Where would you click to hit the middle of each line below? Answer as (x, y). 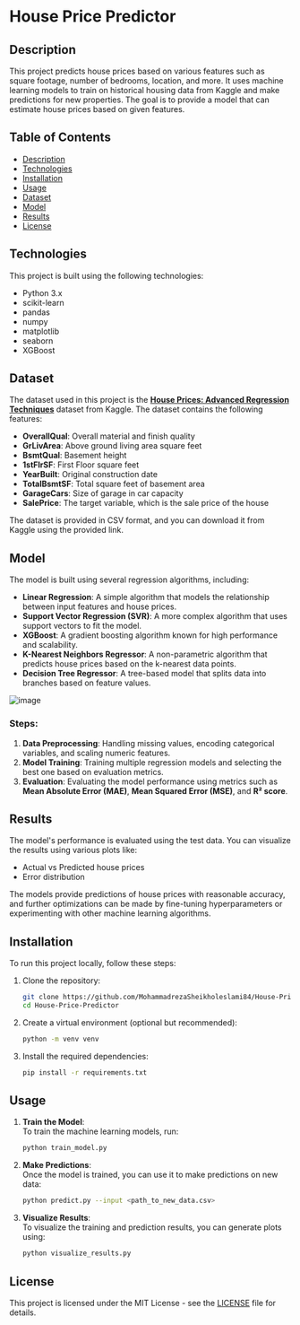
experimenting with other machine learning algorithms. (110, 913)
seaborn (38, 340)
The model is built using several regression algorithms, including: (129, 580)
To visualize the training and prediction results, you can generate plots (152, 1227)
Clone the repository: (61, 981)
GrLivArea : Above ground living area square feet (112, 446)
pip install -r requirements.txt (85, 1072)
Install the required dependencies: (86, 1056)
